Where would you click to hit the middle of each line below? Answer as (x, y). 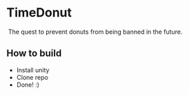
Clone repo (32, 77)
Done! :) (28, 85)
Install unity (33, 70)
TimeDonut (39, 13)
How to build (34, 53)
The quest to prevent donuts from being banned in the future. (96, 32)
